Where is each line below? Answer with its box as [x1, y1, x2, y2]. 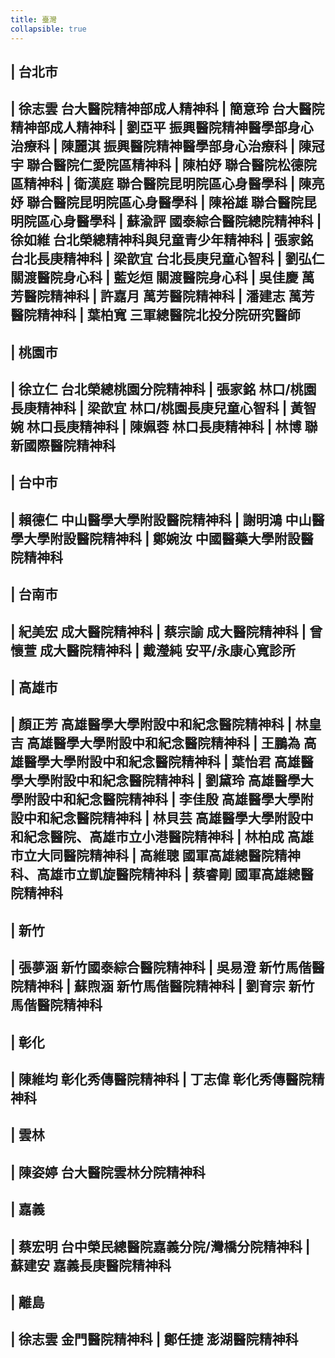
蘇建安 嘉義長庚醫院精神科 [10, 1257, 172, 1274]
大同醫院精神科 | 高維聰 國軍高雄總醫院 [36, 847, 275, 865]
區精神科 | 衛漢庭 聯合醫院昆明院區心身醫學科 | [10, 176, 296, 193]
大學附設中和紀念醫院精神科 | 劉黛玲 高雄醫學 [23, 772, 301, 790]
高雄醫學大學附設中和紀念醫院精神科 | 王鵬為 [26, 735, 301, 752]
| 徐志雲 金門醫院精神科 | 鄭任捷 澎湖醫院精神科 [10, 1331, 299, 1348]
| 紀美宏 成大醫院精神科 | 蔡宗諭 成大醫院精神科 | [10, 623, 307, 640]
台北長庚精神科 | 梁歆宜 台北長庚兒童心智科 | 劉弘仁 [10, 251, 325, 268]
